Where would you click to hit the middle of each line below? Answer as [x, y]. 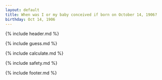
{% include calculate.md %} [34, 53]
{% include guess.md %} [31, 44]
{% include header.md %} [32, 34]
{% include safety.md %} [31, 63]
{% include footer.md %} [31, 73]
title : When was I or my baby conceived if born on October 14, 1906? [81, 15]
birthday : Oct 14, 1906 [30, 19]
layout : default [22, 10]
